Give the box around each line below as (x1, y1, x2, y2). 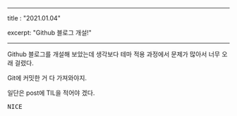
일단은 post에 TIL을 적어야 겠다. (7, 89, 95, 97)
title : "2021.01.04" (7, 14, 61, 22)
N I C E (7, 103, 23, 110)
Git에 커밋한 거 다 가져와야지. (7, 74, 87, 82)
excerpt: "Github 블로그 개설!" (7, 29, 92, 37)
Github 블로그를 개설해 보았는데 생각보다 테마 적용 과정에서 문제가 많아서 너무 (7, 50, 221, 58)
